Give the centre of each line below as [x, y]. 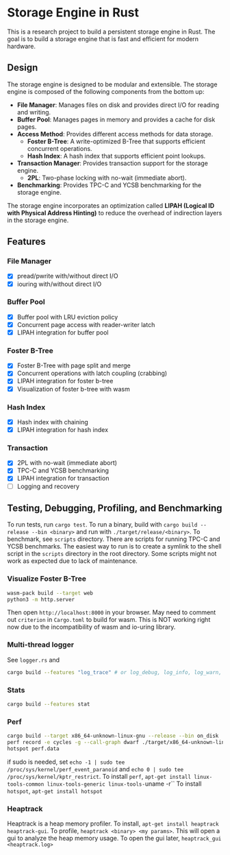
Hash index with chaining [53, 422]
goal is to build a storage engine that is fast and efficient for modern [103, 38]
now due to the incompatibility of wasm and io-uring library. [91, 627]
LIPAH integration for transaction [63, 479]
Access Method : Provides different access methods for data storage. [115, 134]
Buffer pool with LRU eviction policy [67, 317]
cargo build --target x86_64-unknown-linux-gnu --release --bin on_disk [113, 736]
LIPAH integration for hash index [62, 429]
